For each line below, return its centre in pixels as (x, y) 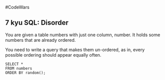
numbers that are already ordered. (40, 40)
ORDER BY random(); (25, 73)
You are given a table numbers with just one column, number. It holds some (83, 35)
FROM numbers (19, 68)
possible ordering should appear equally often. (53, 55)
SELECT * (14, 64)
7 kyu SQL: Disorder (37, 23)
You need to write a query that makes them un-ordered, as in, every (75, 50)
